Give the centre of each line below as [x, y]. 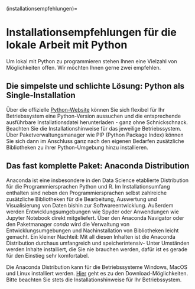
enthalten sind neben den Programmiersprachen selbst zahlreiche [87, 193]
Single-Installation [41, 95]
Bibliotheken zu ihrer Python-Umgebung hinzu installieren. [77, 147]
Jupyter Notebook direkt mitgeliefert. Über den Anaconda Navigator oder [95, 217]
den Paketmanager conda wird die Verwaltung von [68, 224]
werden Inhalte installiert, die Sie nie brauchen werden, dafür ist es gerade [97, 249]
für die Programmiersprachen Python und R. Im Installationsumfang [88, 186]
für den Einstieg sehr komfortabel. [48, 255]
